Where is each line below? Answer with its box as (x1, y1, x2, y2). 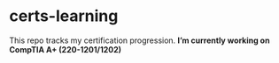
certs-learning (9, 6, 119, 26)
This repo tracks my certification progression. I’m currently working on (9, 35, 270, 45)
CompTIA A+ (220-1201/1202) (9, 44, 122, 54)
